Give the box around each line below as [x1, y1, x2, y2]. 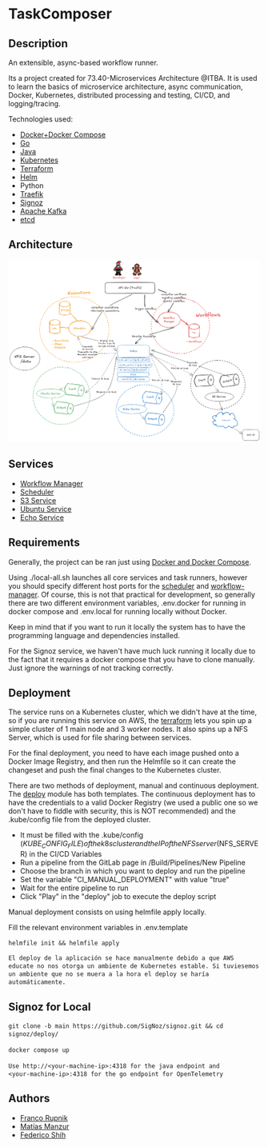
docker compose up [8, 1045, 70, 1054]
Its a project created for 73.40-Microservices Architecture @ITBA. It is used [8, 74, 258, 82]
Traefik [19, 190, 44, 198]
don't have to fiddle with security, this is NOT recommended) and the [8, 806, 236, 816]
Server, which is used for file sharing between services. [8, 733, 192, 742]
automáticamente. [8, 978, 66, 986]
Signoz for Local [8, 1000, 91, 1013]
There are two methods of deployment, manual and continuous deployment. [8, 781, 259, 790]
